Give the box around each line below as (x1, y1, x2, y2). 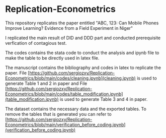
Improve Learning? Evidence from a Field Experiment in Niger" (5, 25, 133, 31)
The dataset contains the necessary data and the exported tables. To (5, 106, 147, 112)
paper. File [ (5, 69, 30, 75)
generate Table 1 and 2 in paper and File (5, 80, 87, 86)
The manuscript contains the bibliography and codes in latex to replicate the (5, 65, 162, 70)
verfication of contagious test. (5, 40, 67, 46)
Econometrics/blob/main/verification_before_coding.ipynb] (5, 122, 126, 128)
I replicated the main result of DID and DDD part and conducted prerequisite (5, 35, 161, 41)
